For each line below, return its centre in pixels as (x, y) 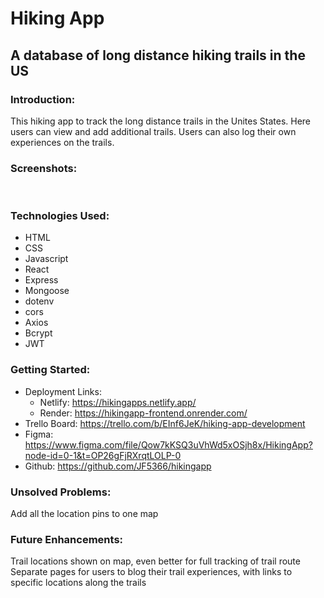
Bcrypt (38, 333)
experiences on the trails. (62, 142)
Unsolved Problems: (61, 492)
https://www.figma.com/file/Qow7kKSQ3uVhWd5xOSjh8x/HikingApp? (168, 444)
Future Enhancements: (67, 539)
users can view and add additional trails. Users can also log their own (153, 131)
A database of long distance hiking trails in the (158, 55)
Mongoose (47, 291)
